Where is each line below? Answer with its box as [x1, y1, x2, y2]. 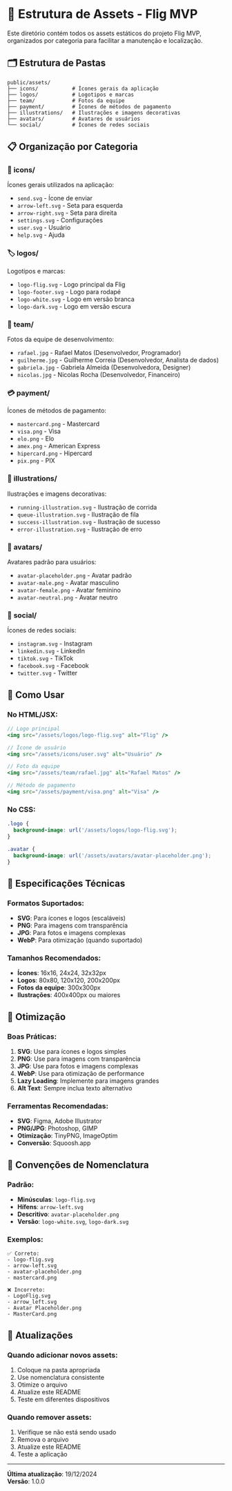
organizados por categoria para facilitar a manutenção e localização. [7, 36, 203, 44]
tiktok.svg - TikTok [17, 654, 74, 662]
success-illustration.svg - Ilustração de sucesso [17, 517, 161, 526]
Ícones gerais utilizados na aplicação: [7, 181, 115, 189]
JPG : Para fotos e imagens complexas [17, 929, 126, 937]
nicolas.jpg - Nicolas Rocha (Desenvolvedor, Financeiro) [17, 371, 181, 379]
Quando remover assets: [7, 1412, 92, 1422]
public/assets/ [7, 79, 51, 86]
